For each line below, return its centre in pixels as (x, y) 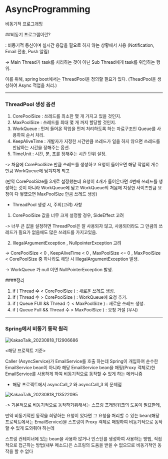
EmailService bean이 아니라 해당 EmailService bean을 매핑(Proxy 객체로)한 (80, 367)
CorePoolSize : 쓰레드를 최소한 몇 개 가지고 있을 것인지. (67, 116)
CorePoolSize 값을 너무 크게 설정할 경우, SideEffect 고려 (68, 215)
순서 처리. (35, 135)
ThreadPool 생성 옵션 (30, 104)
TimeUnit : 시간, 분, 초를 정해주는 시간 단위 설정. (59, 154)
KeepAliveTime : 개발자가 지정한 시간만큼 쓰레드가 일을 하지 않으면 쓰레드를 (86, 141)
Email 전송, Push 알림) (27, 51)
